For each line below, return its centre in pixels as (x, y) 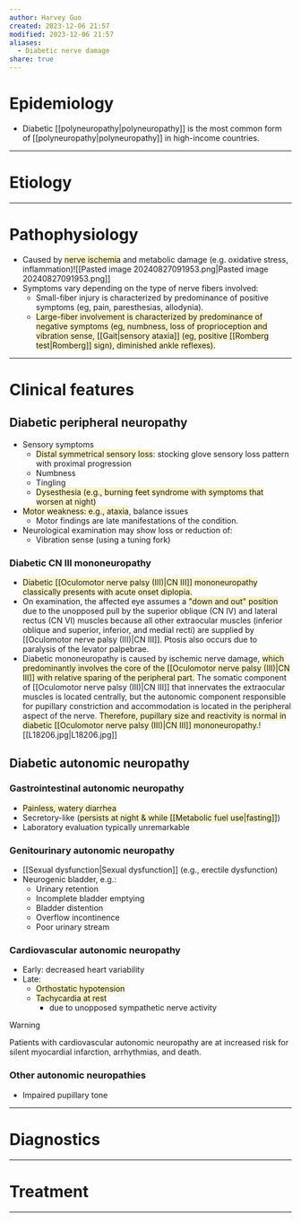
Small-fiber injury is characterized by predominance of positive (152, 298)
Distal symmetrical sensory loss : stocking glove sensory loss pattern (162, 454)
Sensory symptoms (58, 444)
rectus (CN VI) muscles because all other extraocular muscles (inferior (152, 620)
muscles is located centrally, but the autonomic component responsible (154, 697)
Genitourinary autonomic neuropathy (92, 850)
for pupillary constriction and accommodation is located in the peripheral (156, 706)
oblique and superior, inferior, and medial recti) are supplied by (138, 630)
